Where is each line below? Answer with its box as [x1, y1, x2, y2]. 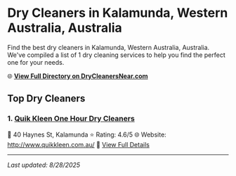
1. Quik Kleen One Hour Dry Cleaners [7, 114, 135, 124]
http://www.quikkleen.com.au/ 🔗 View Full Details [7, 140, 150, 149]
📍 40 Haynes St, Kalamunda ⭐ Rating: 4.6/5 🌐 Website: [7, 130, 166, 139]
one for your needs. [7, 58, 65, 66]
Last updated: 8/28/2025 [7, 161, 81, 169]
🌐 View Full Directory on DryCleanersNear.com [7, 72, 149, 80]
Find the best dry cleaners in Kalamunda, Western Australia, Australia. [7, 43, 210, 51]
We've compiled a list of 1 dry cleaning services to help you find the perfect [7, 51, 226, 59]
